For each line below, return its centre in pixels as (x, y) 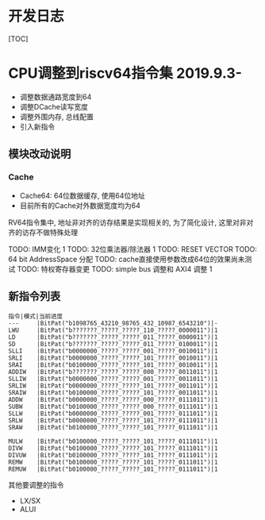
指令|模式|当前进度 (36, 317)
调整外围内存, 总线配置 (56, 117)
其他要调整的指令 (36, 485)
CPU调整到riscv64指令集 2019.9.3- (125, 73)
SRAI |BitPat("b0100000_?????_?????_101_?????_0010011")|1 (113, 365)
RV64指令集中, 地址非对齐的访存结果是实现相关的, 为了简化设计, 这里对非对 (131, 222)
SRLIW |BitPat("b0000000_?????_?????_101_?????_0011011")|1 (113, 386)
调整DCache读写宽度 (54, 106)
